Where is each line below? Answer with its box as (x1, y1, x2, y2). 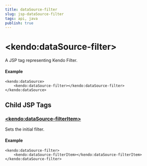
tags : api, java (5, 16, 38, 21)
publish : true (5, 20, 34, 26)
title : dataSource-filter (5, 7, 57, 12)
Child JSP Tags (5, 101, 52, 109)
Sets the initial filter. (5, 126, 45, 132)
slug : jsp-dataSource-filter (5, 12, 64, 16)
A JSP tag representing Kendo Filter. (5, 58, 78, 63)
